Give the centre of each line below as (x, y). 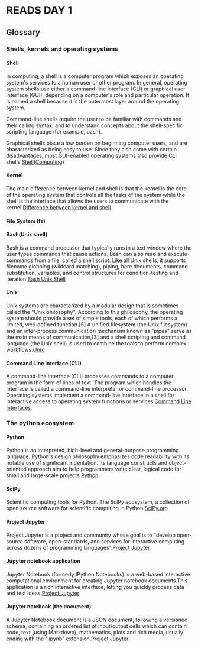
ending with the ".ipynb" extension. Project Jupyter (67, 639)
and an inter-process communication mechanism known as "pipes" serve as (99, 331)
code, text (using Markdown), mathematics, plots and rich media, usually (95, 633)
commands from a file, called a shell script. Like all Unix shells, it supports (96, 260)
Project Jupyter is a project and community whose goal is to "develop (91, 535)
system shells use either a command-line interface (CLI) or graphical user (96, 89)
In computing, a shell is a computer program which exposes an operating (95, 76)
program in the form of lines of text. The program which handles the (89, 383)
